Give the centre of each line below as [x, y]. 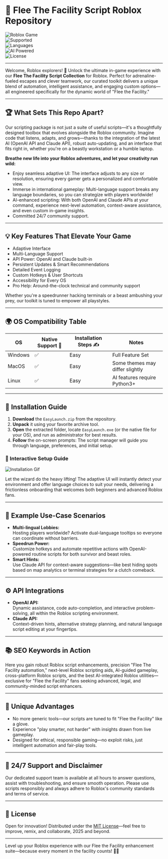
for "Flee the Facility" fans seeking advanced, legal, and [83, 681]
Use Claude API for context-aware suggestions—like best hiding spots [85, 565]
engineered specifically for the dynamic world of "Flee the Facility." [80, 92]
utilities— [149, 675]
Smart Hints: [26, 560]
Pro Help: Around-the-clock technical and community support [76, 285]
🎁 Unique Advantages [40, 707]
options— [151, 86]
